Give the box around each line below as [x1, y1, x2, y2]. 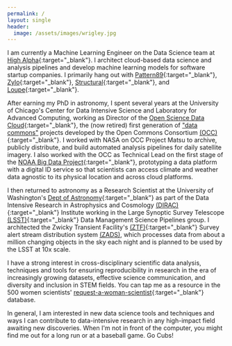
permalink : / [7, 10, 45, 17]
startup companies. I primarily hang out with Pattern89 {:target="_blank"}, [7, 71, 217, 79]
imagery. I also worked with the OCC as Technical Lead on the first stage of [7, 151, 224, 159]
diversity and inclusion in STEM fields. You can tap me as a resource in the [7, 281, 221, 289]
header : [7, 23, 30, 30]
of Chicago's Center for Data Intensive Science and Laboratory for [7, 106, 197, 115]
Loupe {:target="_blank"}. [7, 85, 80, 94]
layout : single [7, 17, 51, 24]
